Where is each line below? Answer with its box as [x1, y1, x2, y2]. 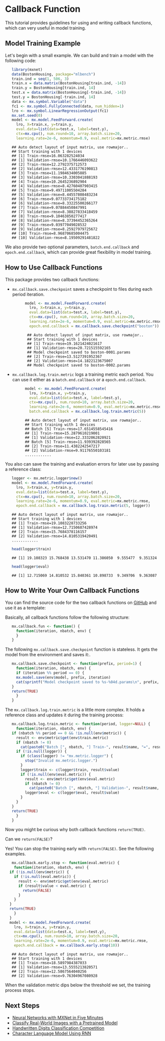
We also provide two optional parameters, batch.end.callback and [5, 244, 139, 250]
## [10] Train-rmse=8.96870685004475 [11, 231, 89, 236]
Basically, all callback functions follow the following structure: [5, 614, 130, 620]
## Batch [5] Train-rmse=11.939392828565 [25, 439, 111, 444]
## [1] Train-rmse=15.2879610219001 [25, 431, 100, 436]
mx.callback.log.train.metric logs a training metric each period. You [12, 371, 154, 377]
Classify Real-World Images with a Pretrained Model [12, 1020, 118, 1026]
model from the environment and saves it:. [5, 652, 91, 658]
